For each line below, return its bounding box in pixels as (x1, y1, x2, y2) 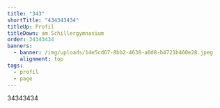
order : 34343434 (7, 36, 54, 43)
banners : (7, 43, 33, 49)
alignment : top (19, 56, 64, 63)
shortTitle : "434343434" (7, 17, 79, 24)
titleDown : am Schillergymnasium (7, 29, 104, 37)
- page (13, 75, 33, 82)
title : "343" (7, 10, 45, 17)
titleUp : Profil (7, 23, 54, 30)
